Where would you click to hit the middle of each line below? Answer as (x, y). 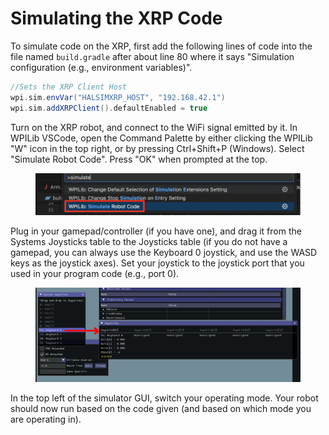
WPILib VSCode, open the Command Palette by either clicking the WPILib (161, 138)
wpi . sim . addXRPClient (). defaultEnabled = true (109, 108)
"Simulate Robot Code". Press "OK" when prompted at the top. (139, 159)
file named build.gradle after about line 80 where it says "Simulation (152, 56)
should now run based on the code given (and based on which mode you (161, 409)
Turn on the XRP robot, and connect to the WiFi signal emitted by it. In (154, 127)
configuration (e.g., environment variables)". (101, 67)
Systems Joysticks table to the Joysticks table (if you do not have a (149, 242)
